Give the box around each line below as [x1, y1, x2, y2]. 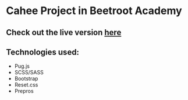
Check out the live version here [6, 27, 122, 37]
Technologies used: [6, 47, 80, 57]
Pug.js [14, 63, 30, 70]
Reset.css [14, 81, 38, 88]
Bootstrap [14, 75, 38, 82]
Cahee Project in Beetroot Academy [6, 4, 182, 18]
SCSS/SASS [14, 69, 44, 76]
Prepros [14, 88, 34, 95]
